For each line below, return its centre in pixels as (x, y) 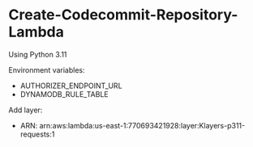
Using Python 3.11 (38, 54)
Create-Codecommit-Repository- (123, 15)
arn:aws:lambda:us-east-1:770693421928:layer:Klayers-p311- (142, 125)
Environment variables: (47, 69)
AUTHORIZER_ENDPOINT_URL (71, 86)
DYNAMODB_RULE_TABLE (64, 94)
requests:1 (37, 134)
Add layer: (26, 110)
